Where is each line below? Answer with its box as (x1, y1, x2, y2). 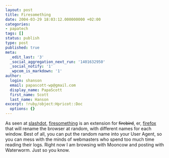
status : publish (5, 36, 40, 41)
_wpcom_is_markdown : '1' (10, 69, 62, 74)
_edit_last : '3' (10, 54, 44, 60)
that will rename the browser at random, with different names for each (5, 126, 152, 132)
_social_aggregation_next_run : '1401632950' (10, 59, 106, 64)
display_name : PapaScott (10, 87, 62, 93)
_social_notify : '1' (10, 64, 53, 69)
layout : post (5, 7, 33, 13)
